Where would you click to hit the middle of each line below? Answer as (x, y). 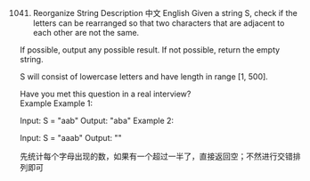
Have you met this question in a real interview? (106, 94)
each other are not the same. (86, 33)
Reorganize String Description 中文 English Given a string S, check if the (165, 13)
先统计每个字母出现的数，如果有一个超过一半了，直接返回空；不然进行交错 (156, 156)
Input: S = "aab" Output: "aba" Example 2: (97, 120)
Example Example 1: (57, 103)
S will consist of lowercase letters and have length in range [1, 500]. (144, 77)
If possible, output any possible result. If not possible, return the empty (150, 50)
